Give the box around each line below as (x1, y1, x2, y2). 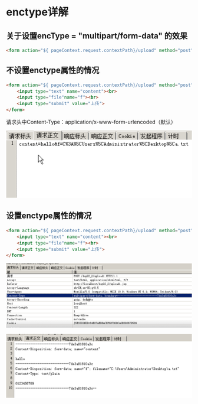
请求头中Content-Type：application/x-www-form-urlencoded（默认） (6, 119, 176, 126)
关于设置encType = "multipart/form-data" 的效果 (6, 31, 188, 41)
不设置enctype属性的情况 (6, 66, 100, 76)
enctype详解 (6, 5, 69, 19)
